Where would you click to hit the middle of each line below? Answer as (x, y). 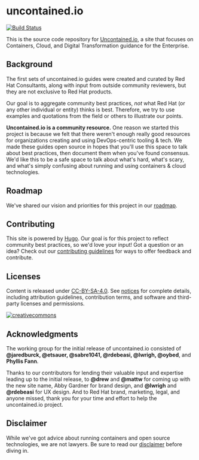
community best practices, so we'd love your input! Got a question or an (95, 245)
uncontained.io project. (35, 405)
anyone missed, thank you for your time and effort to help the (82, 398)
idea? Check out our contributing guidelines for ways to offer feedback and (99, 251)
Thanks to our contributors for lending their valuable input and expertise (95, 373)
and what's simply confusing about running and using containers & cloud (96, 165)
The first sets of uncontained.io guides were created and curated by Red (96, 78)
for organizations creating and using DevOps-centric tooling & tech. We (94, 140)
